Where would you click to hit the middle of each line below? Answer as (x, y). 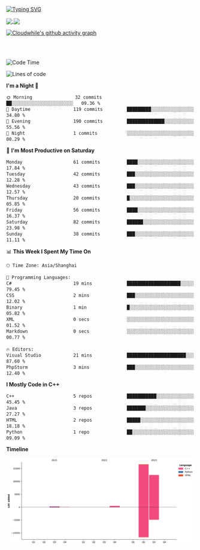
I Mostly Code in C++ (33, 385)
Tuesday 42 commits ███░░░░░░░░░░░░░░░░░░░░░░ (100, 174)
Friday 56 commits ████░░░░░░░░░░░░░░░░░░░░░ (100, 210)
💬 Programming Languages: (38, 278)
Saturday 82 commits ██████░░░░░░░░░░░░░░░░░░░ (100, 222)
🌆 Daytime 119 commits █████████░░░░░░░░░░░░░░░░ (100, 110)
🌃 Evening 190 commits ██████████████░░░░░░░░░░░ (100, 122)
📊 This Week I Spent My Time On (49, 252)
